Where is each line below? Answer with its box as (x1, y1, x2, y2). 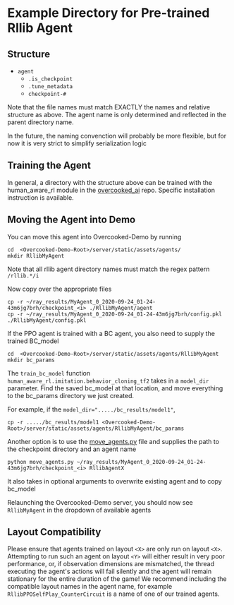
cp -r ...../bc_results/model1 (7, 419, 99, 426)
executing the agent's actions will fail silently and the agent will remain (7, 567, 212, 576)
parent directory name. (7, 118, 74, 126)
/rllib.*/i (7, 272, 39, 280)
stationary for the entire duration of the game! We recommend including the (7, 575, 227, 583)
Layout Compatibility (7, 526, 101, 538)
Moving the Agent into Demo (7, 214, 136, 226)
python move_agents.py (7, 458, 74, 465)
